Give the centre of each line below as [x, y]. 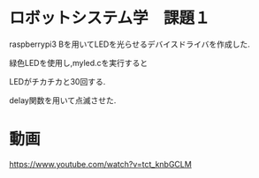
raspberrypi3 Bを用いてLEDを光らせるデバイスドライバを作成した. [129, 44]
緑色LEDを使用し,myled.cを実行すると [79, 63]
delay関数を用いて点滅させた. [63, 100]
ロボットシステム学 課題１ [110, 18]
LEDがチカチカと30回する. [57, 81]
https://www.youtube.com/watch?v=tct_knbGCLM [100, 164]
